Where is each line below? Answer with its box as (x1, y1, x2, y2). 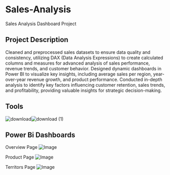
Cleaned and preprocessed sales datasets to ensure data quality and (5, 49, 151, 55)
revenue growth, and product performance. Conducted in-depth (27, 76, 162, 83)
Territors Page (5, 164, 36, 170)
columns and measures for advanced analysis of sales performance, (5, 60, 150, 66)
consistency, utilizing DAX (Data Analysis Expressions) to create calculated (5, 54, 163, 61)
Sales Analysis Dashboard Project (5, 21, 77, 27)
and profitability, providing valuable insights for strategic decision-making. (5, 87, 162, 93)
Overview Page (5, 144, 38, 150)
